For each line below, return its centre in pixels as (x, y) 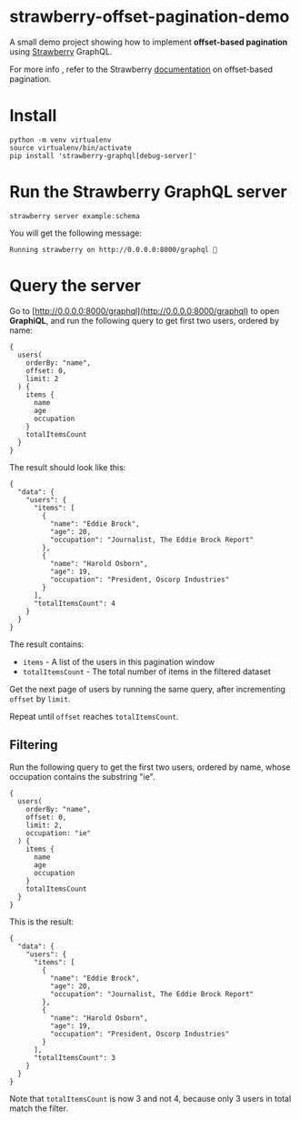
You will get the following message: (76, 233)
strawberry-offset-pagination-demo (150, 17)
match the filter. (39, 1108)
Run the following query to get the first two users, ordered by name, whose (150, 767)
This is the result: (42, 922)
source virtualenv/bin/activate (70, 147)
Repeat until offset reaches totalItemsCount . (94, 716)
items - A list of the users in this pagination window (119, 661)
